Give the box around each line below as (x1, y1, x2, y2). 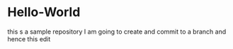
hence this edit (7, 34, 51, 43)
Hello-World (7, 4, 81, 20)
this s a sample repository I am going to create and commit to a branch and (7, 27, 227, 36)
